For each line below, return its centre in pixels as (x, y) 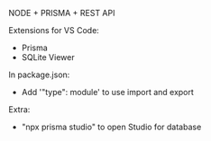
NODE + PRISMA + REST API (62, 13)
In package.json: (39, 75)
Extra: (19, 110)
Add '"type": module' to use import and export (108, 92)
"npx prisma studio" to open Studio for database (111, 127)
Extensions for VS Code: (54, 30)
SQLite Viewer (48, 57)
